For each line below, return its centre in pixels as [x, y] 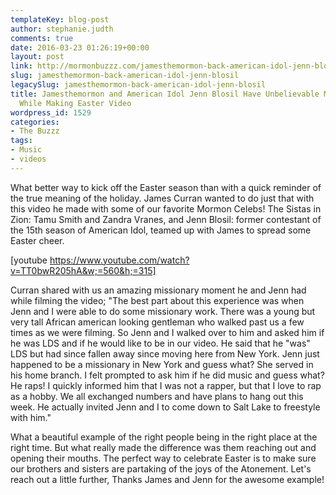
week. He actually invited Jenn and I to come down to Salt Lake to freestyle [165, 407]
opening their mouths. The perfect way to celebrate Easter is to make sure [163, 458]
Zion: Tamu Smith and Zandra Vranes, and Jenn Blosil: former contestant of [166, 219]
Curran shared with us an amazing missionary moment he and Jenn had [158, 290]
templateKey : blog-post [60, 19]
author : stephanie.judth [62, 29]
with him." [31, 417]
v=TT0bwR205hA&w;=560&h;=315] [83, 270]
